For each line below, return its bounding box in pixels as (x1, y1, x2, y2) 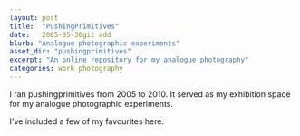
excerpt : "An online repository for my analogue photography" (9, 55, 249, 64)
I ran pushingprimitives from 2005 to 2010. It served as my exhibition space (9, 88, 292, 100)
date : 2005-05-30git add (9, 30, 111, 39)
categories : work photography (9, 64, 124, 73)
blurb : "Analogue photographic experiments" (9, 38, 180, 48)
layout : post (9, 13, 59, 23)
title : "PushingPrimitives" (9, 22, 120, 31)
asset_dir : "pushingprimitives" (9, 47, 131, 56)
